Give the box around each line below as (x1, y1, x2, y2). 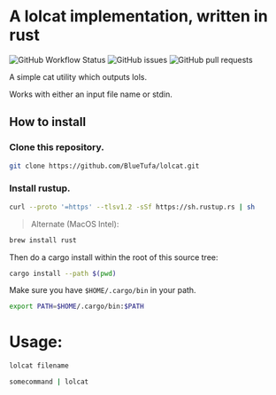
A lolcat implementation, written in (9, 6, 268, 27)
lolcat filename (9, 361, 69, 370)
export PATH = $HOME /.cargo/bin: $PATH (9, 302, 144, 312)
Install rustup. (9, 182, 71, 194)
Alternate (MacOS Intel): (30, 218, 119, 229)
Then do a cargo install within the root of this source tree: (9, 251, 218, 263)
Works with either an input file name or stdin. (9, 89, 172, 99)
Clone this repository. (9, 141, 104, 154)
